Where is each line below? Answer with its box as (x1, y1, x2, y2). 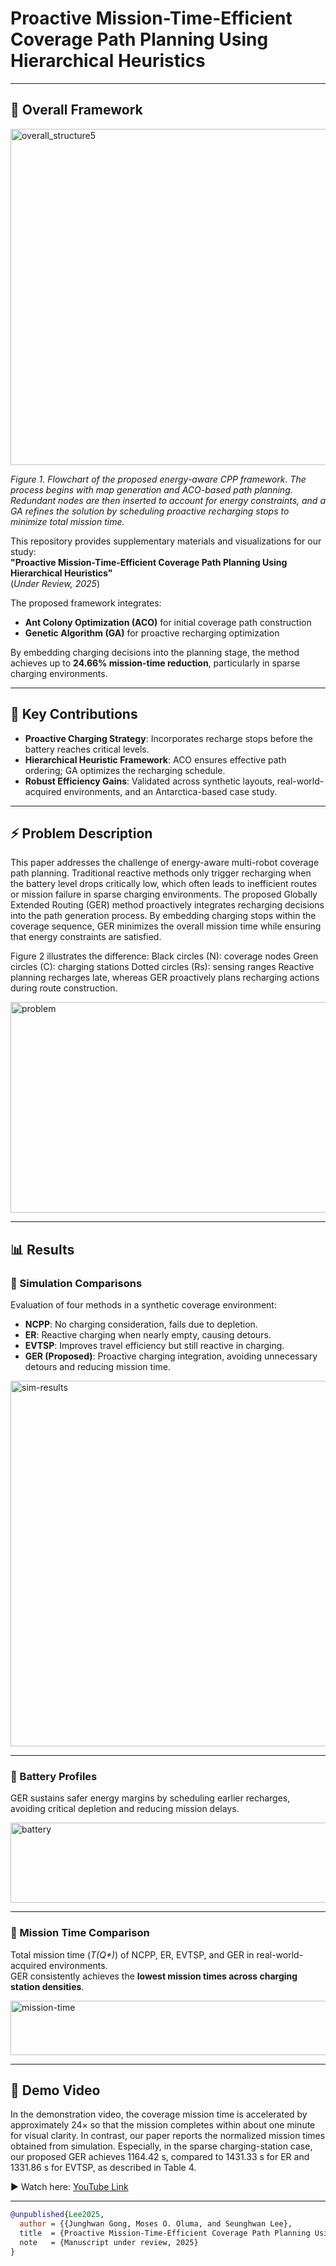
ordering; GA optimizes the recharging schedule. (24, 764, 226, 776)
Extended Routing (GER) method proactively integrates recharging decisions (10, 899, 325, 911)
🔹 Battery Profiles (10, 1769, 98, 1783)
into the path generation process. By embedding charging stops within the (10, 910, 317, 922)
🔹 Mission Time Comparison (10, 1926, 150, 1940)
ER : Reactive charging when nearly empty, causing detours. (24, 1329, 272, 1341)
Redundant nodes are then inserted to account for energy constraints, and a (10, 494, 326, 506)
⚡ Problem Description (10, 825, 153, 842)
